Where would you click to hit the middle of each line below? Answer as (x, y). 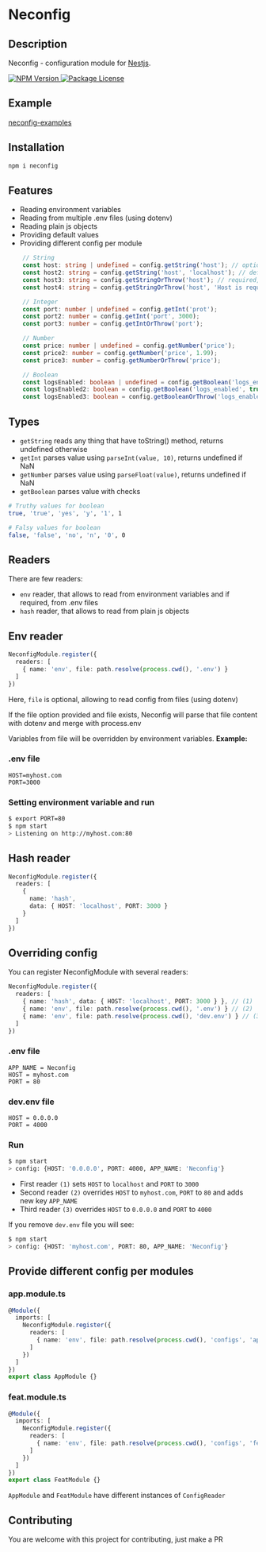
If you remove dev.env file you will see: (71, 1225)
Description (38, 44)
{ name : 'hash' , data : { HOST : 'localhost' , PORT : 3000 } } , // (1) (138, 1002)
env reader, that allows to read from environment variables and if (125, 594)
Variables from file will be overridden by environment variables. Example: (128, 738)
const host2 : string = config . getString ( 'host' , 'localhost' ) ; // (134, 273)
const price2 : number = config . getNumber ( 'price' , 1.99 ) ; (120, 353)
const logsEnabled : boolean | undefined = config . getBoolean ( (127, 382)
